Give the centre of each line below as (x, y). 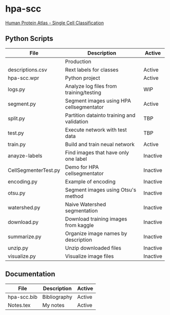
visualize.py (22, 256)
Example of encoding (90, 182)
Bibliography (57, 297)
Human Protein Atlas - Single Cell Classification (55, 23)
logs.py (16, 89)
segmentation (81, 210)
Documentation (30, 274)
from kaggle (79, 225)
